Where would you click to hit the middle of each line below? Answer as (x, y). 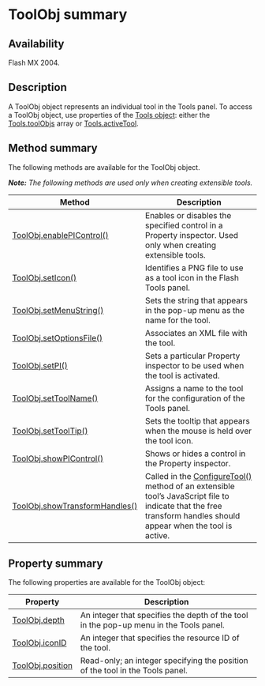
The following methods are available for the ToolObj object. (104, 167)
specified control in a (184, 225)
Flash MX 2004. (34, 62)
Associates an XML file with (196, 333)
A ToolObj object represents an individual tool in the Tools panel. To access (130, 106)
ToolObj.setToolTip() (50, 431)
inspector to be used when (194, 365)
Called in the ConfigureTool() (198, 476)
